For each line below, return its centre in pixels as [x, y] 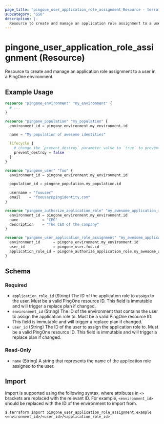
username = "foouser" [31, 193]
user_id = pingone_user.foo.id [54, 247]
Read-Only [18, 350]
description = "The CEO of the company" [54, 224]
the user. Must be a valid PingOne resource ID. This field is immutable [82, 301]
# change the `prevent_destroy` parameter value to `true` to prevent [87, 148]
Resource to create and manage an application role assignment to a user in [80, 71]
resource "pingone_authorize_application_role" [54, 211]
